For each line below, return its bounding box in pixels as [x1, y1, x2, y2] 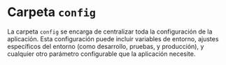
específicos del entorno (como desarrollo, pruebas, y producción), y [7, 42, 204, 50]
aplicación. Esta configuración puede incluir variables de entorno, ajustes [7, 34, 219, 43]
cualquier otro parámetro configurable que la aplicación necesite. [7, 50, 196, 58]
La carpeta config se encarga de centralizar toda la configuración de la [7, 27, 213, 36]
